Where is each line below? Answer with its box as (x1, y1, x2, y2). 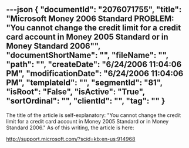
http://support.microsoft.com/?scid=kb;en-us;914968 (6, 135, 136, 142)
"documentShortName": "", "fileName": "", (6, 50, 168, 60)
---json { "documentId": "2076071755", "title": (6, 5, 182, 15)
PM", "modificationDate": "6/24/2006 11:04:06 (6, 68, 184, 78)
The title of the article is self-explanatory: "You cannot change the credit (6, 111, 181, 119)
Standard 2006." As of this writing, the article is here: (6, 124, 134, 131)
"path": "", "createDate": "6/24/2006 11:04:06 (6, 60, 182, 70)
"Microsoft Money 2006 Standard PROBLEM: (6, 14, 174, 24)
